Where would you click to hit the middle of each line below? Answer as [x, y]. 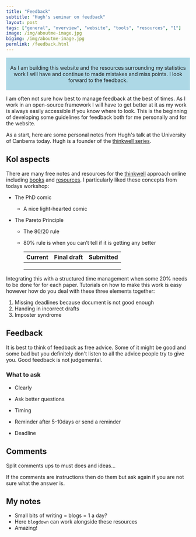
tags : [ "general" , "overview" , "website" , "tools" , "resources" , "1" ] [94, 28]
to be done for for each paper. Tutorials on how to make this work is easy [94, 285]
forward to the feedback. [98, 80]
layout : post [22, 22]
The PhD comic [33, 197]
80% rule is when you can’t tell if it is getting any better [90, 242]
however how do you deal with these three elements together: [80, 291]
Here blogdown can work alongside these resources [76, 522]
